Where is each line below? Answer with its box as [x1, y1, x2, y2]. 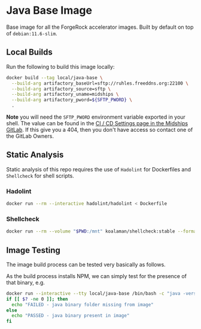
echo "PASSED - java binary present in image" [11, 313, 130, 319]
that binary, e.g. [6, 279, 45, 286]
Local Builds [6, 47, 53, 58]
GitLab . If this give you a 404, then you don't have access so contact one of [6, 126, 193, 133]
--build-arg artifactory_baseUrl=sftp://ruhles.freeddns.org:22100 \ [11, 80, 188, 86]
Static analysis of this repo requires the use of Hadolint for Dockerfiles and [6, 165, 191, 173]
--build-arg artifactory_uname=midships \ [11, 91, 119, 98]
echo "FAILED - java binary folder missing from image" [11, 301, 154, 307]
